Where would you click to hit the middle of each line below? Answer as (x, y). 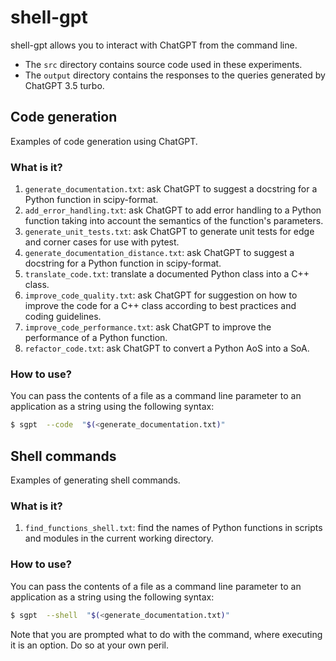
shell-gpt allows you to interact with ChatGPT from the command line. (154, 45)
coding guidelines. (63, 317)
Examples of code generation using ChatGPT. (104, 141)
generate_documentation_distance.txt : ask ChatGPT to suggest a (159, 253)
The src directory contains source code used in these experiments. (163, 64)
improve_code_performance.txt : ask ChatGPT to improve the (148, 327)
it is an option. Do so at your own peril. (90, 645)
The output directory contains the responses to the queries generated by (175, 75)
